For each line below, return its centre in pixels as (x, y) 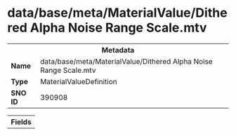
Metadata (118, 50)
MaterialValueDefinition (78, 81)
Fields (21, 122)
